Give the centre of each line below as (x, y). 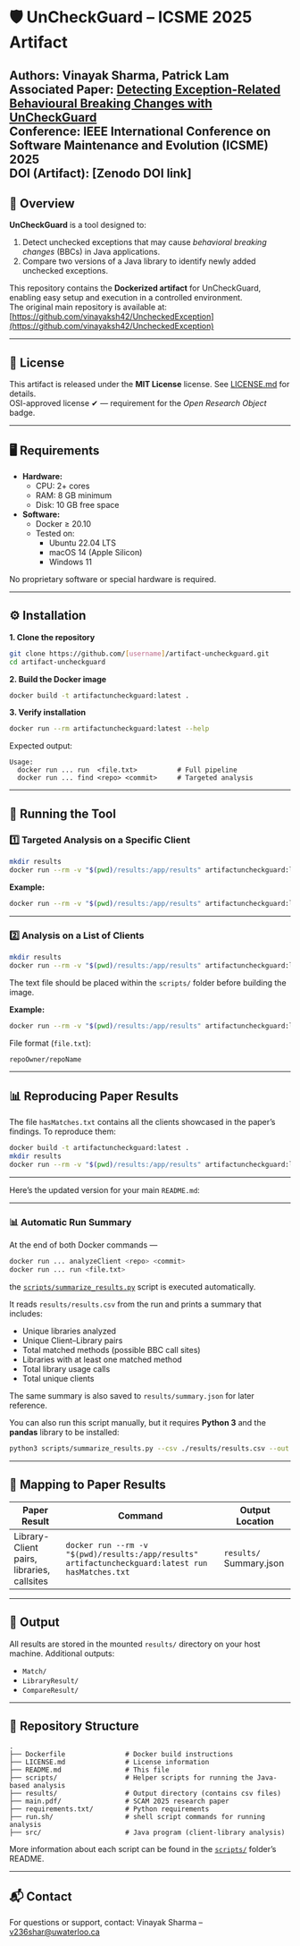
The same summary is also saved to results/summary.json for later (132, 1396)
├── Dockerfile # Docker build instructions (121, 1755)
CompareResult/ (50, 1690)
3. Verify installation (48, 713)
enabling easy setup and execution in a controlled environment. (126, 298)
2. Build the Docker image (58, 679)
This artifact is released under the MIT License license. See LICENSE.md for (150, 385)
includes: (26, 1314)
